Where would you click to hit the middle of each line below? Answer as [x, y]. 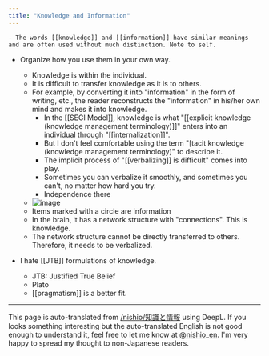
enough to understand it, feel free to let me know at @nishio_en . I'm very [128, 334]
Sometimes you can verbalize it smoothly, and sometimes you [146, 177]
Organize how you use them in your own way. [95, 59]
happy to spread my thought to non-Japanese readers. [99, 343]
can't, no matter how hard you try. [100, 186]
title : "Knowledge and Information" [69, 16]
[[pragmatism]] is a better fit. [79, 293]
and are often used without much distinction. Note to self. [112, 45]
